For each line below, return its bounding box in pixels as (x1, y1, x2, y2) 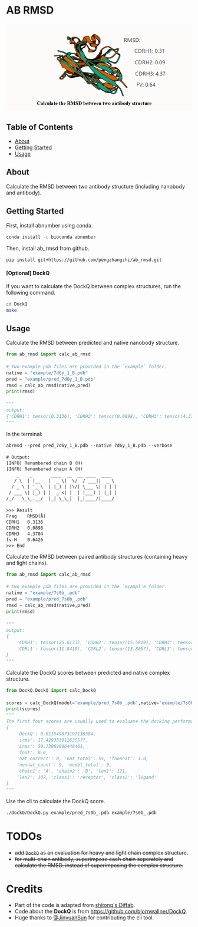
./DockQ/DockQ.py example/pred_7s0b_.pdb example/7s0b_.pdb (6, 810, 157, 816)
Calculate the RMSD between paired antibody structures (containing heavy (6, 553, 188, 560)
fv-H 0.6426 (6, 537, 44, 543)
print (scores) (6, 706, 41, 712)
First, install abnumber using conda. (6, 222, 93, 229)
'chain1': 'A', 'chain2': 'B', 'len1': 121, (16, 768, 128, 774)
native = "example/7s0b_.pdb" (6, 590, 81, 596)
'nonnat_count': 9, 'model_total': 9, (16, 762, 112, 768)
